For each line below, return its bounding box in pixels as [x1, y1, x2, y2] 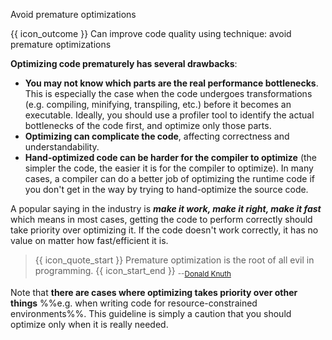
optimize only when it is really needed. [10, 318, 169, 330]
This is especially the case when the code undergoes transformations [24, 88, 313, 99]
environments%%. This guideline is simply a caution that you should [10, 307, 292, 319]
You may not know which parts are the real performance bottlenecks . [24, 77, 319, 89]
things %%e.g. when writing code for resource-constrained [10, 297, 258, 309]
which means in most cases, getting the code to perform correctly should [10, 214, 313, 225]
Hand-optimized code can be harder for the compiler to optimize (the [24, 152, 318, 163]
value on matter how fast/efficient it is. [10, 235, 169, 246]
